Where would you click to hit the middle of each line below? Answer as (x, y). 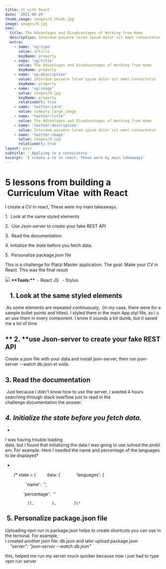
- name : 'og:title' (34, 61)
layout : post (19, 149)
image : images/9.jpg (27, 24)
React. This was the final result (37, 270)
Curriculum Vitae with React (67, 193)
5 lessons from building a (58, 182)
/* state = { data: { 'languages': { (59, 474)
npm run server (21, 561)
